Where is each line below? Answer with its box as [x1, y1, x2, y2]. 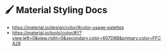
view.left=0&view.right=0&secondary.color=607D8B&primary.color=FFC [12, 35, 161, 41]
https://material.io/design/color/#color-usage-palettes [12, 24, 124, 30]
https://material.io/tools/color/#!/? [12, 29, 82, 35]
